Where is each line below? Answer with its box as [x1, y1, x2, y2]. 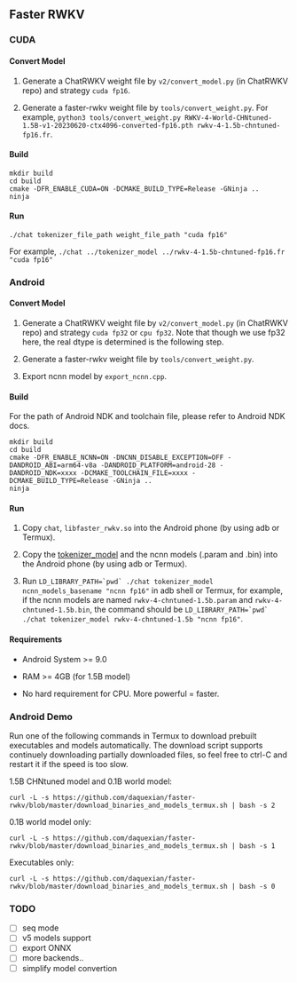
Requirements [9, 634, 63, 645]
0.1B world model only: [9, 816, 91, 827]
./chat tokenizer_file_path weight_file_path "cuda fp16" [9, 230, 228, 239]
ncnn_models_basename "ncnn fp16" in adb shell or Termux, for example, [21, 585, 284, 596]
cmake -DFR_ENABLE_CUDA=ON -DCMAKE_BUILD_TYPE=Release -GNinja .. [9, 184, 260, 194]
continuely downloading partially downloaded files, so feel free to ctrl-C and [9, 749, 288, 760]
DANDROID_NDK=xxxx [9, 469, 77, 478]
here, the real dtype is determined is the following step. [21, 337, 224, 347]
